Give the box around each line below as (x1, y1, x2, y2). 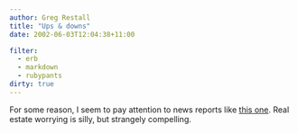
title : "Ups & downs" (9, 22, 91, 31)
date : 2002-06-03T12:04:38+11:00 (9, 30, 135, 39)
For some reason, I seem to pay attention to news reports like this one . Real (9, 104, 290, 115)
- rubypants (17, 71, 63, 81)
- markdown (17, 63, 59, 72)
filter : (9, 46, 39, 55)
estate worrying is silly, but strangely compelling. (9, 113, 192, 124)
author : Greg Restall (9, 13, 91, 22)
